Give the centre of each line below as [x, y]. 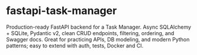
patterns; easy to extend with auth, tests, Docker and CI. [75, 46]
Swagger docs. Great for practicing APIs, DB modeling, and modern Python [98, 39]
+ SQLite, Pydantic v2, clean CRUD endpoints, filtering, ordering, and [90, 33]
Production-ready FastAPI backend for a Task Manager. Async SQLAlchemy [98, 27]
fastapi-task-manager [62, 11]
